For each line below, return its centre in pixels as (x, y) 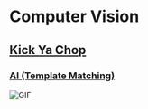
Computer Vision (74, 17)
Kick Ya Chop (48, 50)
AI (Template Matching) (62, 76)
